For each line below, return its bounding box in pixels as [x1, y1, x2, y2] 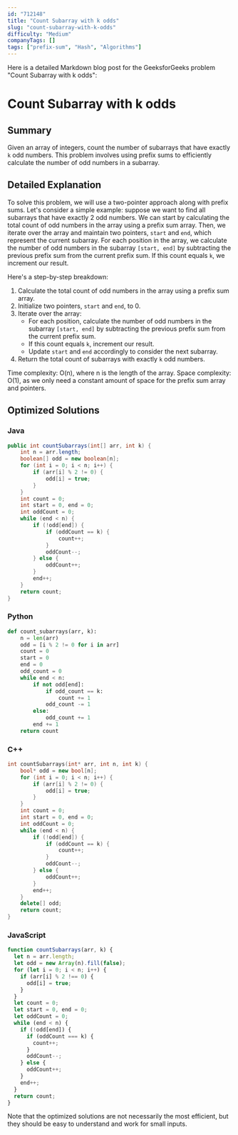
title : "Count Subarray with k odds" [7, 17, 120, 24]
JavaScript [7, 930, 46, 940]
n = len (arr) [20, 634, 59, 641]
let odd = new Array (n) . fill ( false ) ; [14, 960, 126, 967]
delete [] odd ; [20, 900, 62, 907]
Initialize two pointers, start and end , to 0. [17, 301, 141, 310]
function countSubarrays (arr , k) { [7, 946, 113, 954]
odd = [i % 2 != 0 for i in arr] [20, 641, 120, 649]
